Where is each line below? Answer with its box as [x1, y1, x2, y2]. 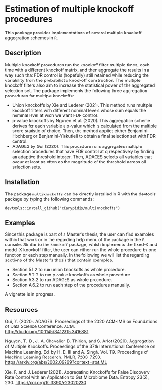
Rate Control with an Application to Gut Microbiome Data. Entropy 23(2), [5, 374, 149, 380]
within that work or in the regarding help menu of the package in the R [5, 237, 145, 243]
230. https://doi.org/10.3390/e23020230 [5, 380, 86, 386]
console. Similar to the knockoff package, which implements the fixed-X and [5, 242, 158, 248]
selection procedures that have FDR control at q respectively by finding [12, 148, 155, 154]
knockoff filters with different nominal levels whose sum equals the [12, 107, 146, 113]
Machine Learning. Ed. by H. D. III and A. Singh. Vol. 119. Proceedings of [5, 349, 148, 355]
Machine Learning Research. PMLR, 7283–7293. [5, 354, 102, 360]
